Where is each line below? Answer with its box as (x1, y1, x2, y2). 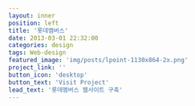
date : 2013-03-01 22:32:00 (8, 33, 99, 42)
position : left (8, 19, 59, 27)
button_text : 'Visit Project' (8, 78, 110, 86)
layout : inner (8, 11, 56, 20)
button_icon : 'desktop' (8, 71, 88, 79)
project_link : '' (8, 64, 67, 72)
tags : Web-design (8, 49, 67, 57)
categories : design (8, 41, 74, 49)
